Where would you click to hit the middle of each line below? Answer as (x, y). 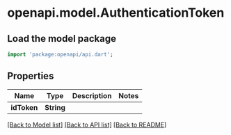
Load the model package (62, 39)
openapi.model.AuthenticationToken (116, 13)
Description (92, 95)
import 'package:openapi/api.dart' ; (60, 54)
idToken (24, 107)
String (55, 107)
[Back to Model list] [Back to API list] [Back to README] (87, 125)
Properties (31, 76)
